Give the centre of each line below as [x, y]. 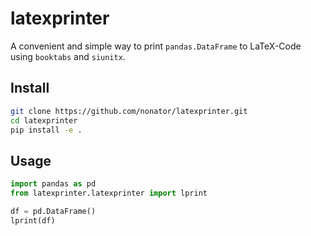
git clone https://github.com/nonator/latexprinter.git [129, 111]
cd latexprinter [44, 120]
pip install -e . [46, 130]
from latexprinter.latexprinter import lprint [109, 193]
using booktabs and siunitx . [68, 56]
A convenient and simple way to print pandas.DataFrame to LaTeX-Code [156, 46]
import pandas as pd [53, 184]
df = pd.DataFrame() [53, 211]
